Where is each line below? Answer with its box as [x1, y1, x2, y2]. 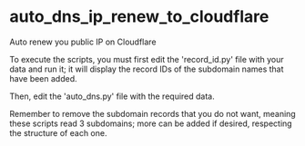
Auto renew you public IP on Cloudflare [9, 36, 157, 47]
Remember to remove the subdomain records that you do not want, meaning [9, 108, 296, 119]
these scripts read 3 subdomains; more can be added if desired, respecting [9, 118, 293, 129]
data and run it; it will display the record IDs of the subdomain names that [9, 63, 284, 74]
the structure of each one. [9, 127, 107, 138]
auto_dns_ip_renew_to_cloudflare [9, 6, 269, 27]
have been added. [9, 73, 77, 83]
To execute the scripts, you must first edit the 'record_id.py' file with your [9, 54, 284, 64]
